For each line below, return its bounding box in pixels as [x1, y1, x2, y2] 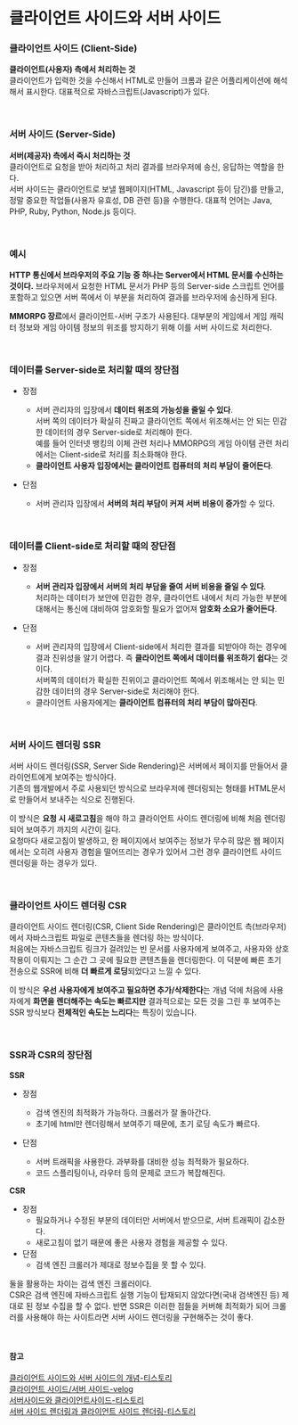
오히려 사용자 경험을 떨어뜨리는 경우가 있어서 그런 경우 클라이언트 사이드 [32, 846, 283, 857]
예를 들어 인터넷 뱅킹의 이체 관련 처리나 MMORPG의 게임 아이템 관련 [35, 438, 273, 449]
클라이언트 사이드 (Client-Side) [9, 42, 138, 54]
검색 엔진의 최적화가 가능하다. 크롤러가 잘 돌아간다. [35, 1107, 212, 1117]
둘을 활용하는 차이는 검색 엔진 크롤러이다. [9, 1278, 152, 1289]
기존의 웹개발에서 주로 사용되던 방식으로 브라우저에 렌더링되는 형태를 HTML [9, 782, 271, 794]
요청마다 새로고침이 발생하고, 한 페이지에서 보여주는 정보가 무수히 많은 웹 [9, 835, 261, 845]
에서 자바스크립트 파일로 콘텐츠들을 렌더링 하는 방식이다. [9, 933, 205, 943]
